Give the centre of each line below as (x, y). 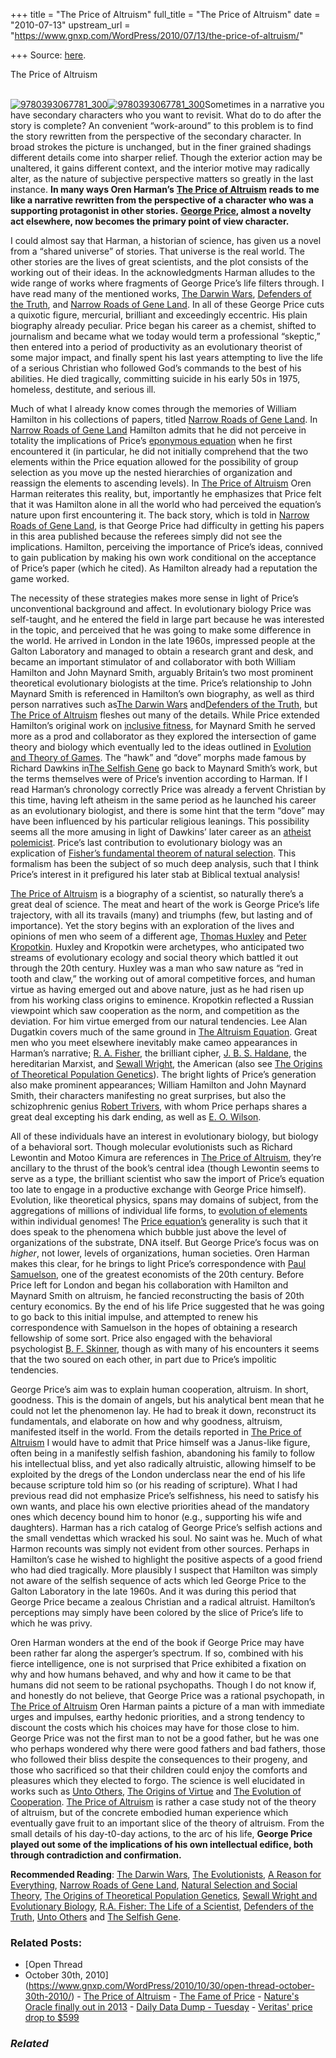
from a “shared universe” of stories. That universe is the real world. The (157, 251)
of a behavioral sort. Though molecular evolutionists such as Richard (151, 1147)
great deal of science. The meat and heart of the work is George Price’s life (165, 904)
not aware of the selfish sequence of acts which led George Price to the (158, 1580)
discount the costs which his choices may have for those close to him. (155, 1727)
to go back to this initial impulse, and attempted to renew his (134, 1317)
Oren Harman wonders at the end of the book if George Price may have (157, 1642)
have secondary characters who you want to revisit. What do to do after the (166, 115)
